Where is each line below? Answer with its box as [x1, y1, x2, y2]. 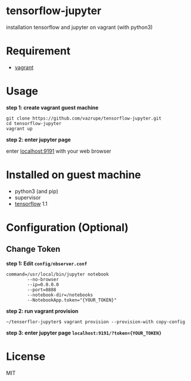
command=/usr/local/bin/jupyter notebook [6, 271, 109, 277]
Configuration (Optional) [6, 221, 129, 234]
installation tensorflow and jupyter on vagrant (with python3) [6, 24, 153, 31]
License [6, 350, 46, 363]
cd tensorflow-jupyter [6, 120, 62, 126]
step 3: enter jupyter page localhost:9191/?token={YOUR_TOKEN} [6, 329, 162, 336]
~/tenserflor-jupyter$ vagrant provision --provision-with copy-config [6, 318, 185, 325]
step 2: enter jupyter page [6, 136, 71, 143]
